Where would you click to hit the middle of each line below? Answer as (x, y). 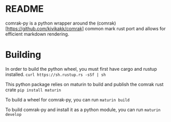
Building (23, 55)
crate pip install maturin (33, 90)
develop (14, 114)
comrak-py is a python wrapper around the (51, 23)
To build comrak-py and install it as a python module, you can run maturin (83, 109)
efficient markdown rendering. (37, 34)
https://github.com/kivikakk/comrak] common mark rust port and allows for (86, 28)
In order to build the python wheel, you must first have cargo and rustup (81, 69)
